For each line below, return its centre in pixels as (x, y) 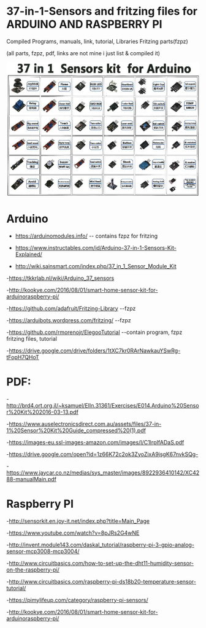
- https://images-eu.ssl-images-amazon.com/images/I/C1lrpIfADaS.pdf (95, 442)
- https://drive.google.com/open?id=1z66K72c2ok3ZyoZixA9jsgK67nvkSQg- (102, 454)
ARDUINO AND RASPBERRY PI (84, 24)
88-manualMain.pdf (32, 479)
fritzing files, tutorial (32, 338)
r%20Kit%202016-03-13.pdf (42, 412)
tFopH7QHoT (23, 357)
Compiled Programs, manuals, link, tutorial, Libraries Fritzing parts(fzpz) (97, 41)
